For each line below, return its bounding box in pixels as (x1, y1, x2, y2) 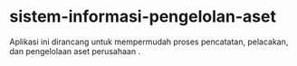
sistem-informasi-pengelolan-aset (9, 6, 276, 27)
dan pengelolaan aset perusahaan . (9, 45, 141, 56)
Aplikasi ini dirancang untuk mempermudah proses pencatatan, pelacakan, (9, 36, 289, 47)
